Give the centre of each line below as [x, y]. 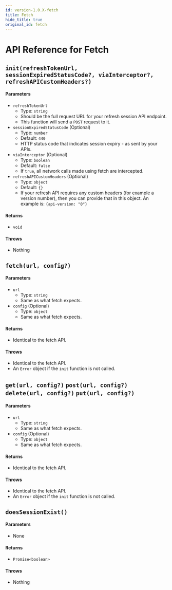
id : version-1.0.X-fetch [32, 10]
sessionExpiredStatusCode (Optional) [52, 127]
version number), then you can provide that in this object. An [84, 198]
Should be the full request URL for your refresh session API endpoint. [93, 117]
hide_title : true [24, 20]
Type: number [34, 133]
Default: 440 [33, 138]
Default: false [35, 165]
